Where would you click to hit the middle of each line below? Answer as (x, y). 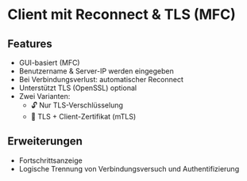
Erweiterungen (45, 141)
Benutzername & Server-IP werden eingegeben (96, 71)
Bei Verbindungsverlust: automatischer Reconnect (101, 79)
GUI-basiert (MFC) (49, 62)
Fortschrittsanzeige (50, 160)
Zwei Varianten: (44, 96)
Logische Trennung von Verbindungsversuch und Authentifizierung (129, 168)
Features (30, 44)
